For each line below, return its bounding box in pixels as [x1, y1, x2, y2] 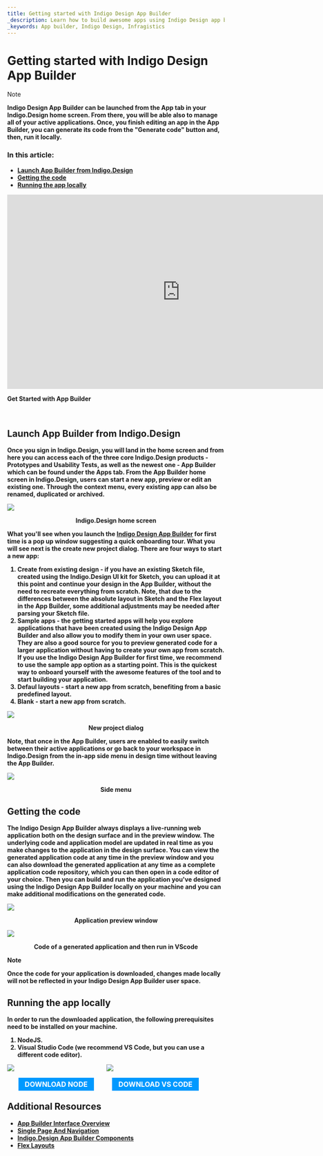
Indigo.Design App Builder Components [17, 1134, 135, 1142]
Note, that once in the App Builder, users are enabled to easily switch [7, 737, 209, 746]
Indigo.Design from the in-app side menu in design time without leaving [7, 752, 217, 760]
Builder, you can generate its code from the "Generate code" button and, [7, 126, 220, 134]
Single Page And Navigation [17, 1126, 99, 1135]
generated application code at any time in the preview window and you [7, 853, 214, 862]
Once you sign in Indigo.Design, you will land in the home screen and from [7, 446, 224, 455]
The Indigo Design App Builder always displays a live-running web [7, 824, 202, 833]
